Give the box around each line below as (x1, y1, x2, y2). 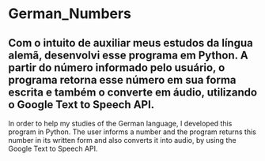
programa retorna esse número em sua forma (8, 73, 237, 87)
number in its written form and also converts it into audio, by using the (8, 136, 237, 144)
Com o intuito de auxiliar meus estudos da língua (8, 36, 253, 50)
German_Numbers (8, 5, 132, 23)
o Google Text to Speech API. (8, 98, 155, 111)
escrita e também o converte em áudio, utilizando (8, 85, 258, 99)
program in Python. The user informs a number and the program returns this (8, 127, 257, 137)
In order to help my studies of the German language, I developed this (8, 119, 233, 128)
